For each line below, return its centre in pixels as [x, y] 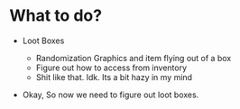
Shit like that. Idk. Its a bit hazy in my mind [114, 77]
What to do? [55, 16]
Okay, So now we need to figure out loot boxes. [111, 95]
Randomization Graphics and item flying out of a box [134, 58]
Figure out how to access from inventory [111, 68]
